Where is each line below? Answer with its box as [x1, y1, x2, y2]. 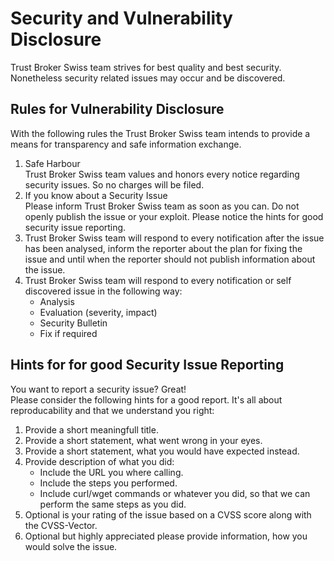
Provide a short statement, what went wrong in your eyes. [24, 434, 263, 446]
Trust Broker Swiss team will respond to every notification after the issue [24, 232, 325, 244]
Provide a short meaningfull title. [24, 423, 159, 436]
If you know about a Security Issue [24, 189, 168, 201]
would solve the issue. [24, 540, 118, 552]
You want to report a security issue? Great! [10, 383, 187, 395]
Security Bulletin [39, 317, 108, 329]
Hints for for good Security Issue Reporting [10, 357, 285, 374]
